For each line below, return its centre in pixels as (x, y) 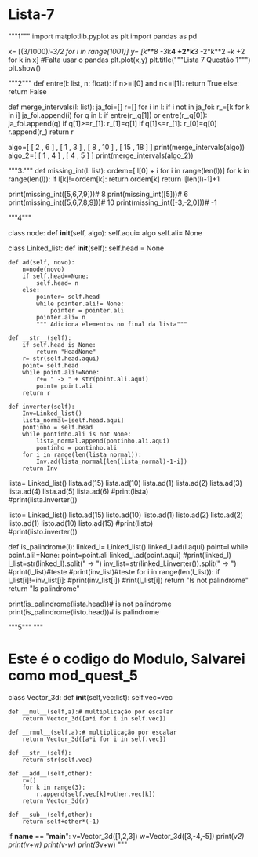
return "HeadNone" (66, 352)
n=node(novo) (44, 269)
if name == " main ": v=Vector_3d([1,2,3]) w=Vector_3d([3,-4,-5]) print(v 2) (126, 836)
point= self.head (51, 365)
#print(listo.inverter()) (43, 531)
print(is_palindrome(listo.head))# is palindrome (84, 612)
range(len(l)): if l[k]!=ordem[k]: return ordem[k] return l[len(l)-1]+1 (114, 179)
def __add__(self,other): (50, 773)
